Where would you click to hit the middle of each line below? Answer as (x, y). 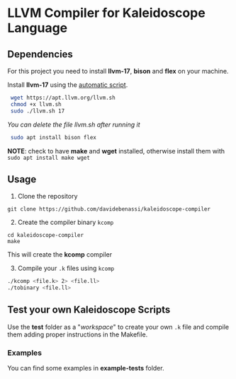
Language (38, 28)
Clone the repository (47, 197)
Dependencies (40, 54)
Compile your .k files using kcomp (66, 268)
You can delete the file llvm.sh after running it (74, 124)
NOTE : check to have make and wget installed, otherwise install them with (116, 151)
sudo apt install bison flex (54, 137)
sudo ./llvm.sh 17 (38, 111)
